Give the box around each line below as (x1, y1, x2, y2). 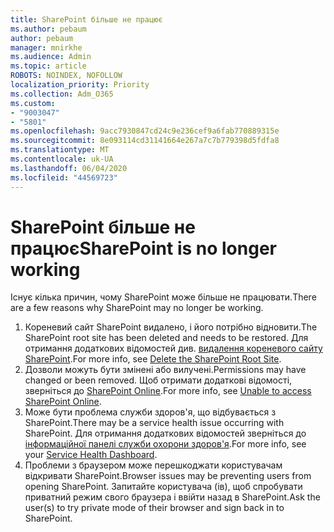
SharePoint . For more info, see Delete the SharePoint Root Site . (24, 353, 282, 365)
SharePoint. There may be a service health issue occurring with (24, 417, 285, 429)
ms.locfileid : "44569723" (10, 172, 118, 183)
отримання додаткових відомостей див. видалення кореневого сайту (24, 342, 323, 355)
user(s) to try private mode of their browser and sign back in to (24, 502, 285, 514)
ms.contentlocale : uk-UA (10, 154, 114, 164)
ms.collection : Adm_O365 (10, 89, 114, 99)
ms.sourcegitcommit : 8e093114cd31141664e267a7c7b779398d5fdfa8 (10, 136, 280, 146)
